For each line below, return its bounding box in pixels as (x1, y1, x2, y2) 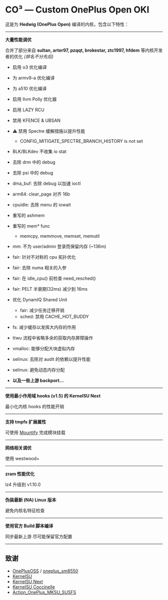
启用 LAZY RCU (12, 107, 45, 113)
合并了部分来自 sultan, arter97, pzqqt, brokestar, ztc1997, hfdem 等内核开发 (5, 47, 163, 53)
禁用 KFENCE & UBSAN (12, 117, 61, 123)
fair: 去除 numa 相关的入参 (12, 265, 66, 271)
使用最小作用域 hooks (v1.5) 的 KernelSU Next (5, 392, 101, 398)
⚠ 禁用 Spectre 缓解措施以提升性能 (12, 128, 85, 134)
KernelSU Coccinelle (12, 583, 55, 590)
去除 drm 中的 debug (12, 159, 56, 165)
